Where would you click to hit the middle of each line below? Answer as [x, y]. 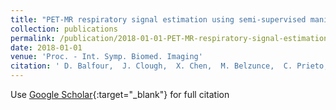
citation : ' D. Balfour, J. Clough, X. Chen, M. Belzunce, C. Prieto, [169, 66]
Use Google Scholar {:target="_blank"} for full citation [120, 94]
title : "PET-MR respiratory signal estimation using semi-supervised [158, 19]
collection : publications [64, 29]
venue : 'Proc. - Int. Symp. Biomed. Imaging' [106, 57]
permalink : [33, 38]
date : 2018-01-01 [46, 47]
